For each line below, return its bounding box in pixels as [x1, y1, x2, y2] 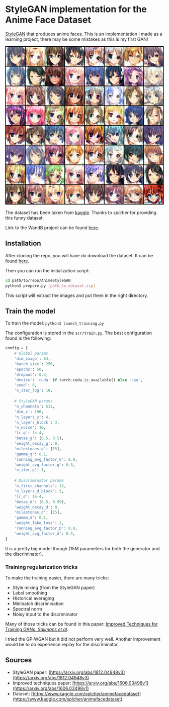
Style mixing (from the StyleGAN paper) [12, 584, 95, 590]
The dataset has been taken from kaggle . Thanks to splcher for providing [5, 210, 157, 216]
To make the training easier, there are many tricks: [5, 574, 109, 581]
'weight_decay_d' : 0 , [14, 504, 59, 510]
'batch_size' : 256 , [14, 361, 55, 366]
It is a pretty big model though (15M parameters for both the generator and [5, 545, 160, 551]
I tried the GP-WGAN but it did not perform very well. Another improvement [5, 636, 161, 642]
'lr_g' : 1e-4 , [14, 431, 44, 436]
